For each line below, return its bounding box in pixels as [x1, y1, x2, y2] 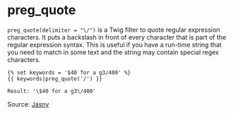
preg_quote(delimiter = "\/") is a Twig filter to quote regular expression [7, 25, 220, 34]
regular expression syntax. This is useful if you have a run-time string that [7, 40, 222, 49]
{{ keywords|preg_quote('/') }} [7, 75, 102, 83]
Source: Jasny [7, 99, 49, 108]
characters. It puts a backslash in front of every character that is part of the [7, 32, 227, 41]
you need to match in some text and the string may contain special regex [7, 48, 219, 56]
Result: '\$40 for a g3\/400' [7, 87, 97, 95]
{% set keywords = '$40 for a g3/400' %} [7, 69, 131, 76]
